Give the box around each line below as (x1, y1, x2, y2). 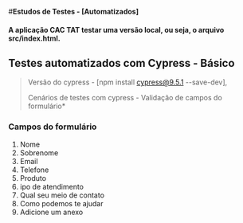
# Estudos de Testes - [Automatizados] (8, 7, 139, 16)
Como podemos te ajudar (19, 198, 104, 208)
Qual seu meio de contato (19, 190, 105, 200)
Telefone (19, 165, 49, 174)
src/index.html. (8, 33, 61, 43)
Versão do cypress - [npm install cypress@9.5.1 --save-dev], (27, 77, 228, 87)
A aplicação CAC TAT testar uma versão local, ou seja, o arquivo (8, 25, 225, 34)
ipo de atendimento (19, 182, 84, 191)
